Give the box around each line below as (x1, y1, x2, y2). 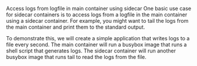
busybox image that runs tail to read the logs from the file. (6, 54, 147, 60)
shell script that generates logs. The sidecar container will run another (6, 47, 176, 54)
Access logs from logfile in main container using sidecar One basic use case (6, 5, 192, 12)
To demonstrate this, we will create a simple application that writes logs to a (6, 35, 190, 41)
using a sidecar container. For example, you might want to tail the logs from (6, 18, 189, 24)
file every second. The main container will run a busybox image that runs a (6, 41, 187, 48)
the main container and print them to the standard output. (6, 23, 145, 30)
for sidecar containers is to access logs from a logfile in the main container (6, 11, 188, 18)
